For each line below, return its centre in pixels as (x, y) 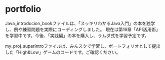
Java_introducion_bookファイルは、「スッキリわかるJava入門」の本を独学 (80, 23)
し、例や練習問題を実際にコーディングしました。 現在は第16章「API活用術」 (83, 29)
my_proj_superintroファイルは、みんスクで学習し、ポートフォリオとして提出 (83, 46)
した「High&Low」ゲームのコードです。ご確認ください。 (63, 52)
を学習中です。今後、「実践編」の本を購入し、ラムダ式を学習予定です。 (77, 35)
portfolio (23, 9)
